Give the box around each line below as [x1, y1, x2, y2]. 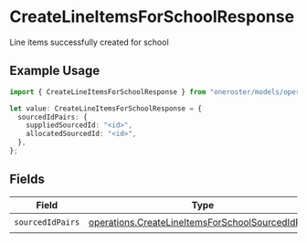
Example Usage [9, 63, 101, 79]
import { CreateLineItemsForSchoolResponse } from [9, 87, 206, 97]
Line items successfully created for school [9, 37, 169, 48]
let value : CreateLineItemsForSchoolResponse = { [9, 103, 203, 113]
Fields [9, 172, 46, 187]
